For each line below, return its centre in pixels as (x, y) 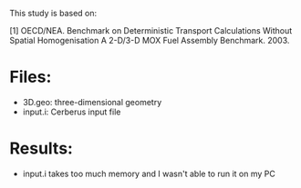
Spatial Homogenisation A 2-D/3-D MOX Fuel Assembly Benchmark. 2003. (150, 40)
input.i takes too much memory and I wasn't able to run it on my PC (149, 173)
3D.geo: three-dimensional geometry (92, 102)
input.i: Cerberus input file (72, 112)
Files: (31, 77)
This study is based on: (53, 13)
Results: (41, 148)
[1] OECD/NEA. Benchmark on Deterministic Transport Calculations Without (151, 30)
